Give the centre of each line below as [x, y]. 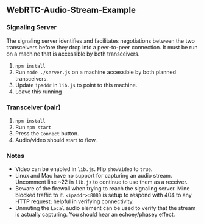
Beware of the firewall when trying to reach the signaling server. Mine [102, 189]
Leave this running [38, 92]
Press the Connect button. [47, 133]
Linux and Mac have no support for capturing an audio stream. [93, 176]
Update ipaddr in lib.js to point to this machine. [76, 85]
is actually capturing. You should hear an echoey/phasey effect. [95, 215]
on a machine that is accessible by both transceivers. [73, 54]
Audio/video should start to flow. [56, 140]
